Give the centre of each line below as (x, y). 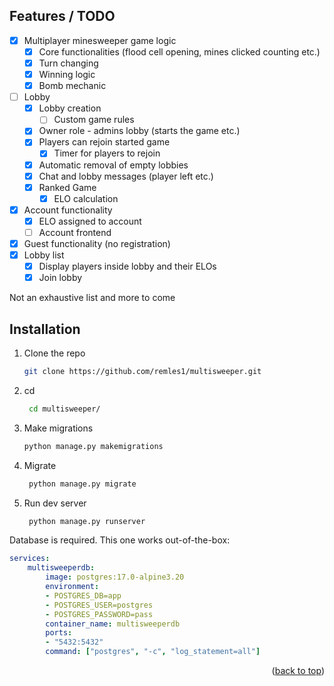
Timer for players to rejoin (107, 153)
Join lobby (60, 278)
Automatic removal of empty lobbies (113, 165)
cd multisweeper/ (64, 409)
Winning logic (67, 74)
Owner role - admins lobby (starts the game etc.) (139, 131)
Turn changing (68, 63)
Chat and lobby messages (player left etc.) (126, 176)
